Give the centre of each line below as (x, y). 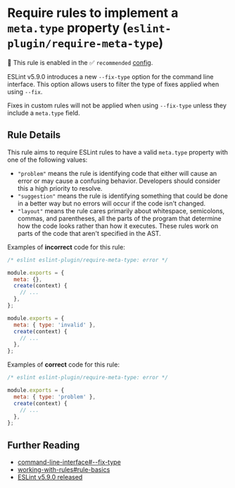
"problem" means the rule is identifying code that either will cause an (117, 173)
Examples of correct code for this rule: (63, 364)
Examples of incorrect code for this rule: (66, 247)
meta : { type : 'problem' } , (55, 397)
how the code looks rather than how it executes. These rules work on (118, 226)
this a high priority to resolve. (60, 188)
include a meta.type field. (44, 113)
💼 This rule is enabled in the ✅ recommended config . (80, 62)
